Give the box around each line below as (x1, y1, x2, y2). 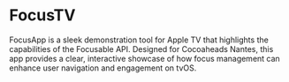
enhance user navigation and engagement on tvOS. (9, 63, 197, 73)
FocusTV (9, 5, 76, 26)
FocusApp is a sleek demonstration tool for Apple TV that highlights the (9, 34, 270, 45)
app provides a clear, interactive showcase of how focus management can (9, 53, 280, 63)
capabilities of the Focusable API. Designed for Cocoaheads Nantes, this (9, 43, 274, 54)
